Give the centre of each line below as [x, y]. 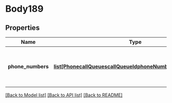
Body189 [24, 9]
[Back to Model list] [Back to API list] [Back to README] [64, 95]
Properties [23, 28]
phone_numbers [28, 67]
